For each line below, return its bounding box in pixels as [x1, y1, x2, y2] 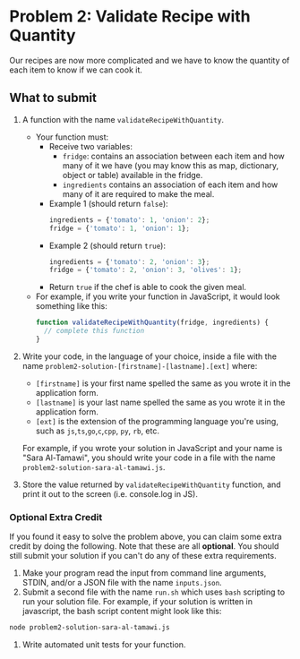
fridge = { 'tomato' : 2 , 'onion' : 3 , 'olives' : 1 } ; [48, 266, 243, 275]
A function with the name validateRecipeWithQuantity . [21, 114, 224, 124]
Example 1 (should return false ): [48, 198, 168, 209]
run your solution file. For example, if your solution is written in [21, 596, 253, 607]
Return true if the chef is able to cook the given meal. [48, 282, 247, 293]
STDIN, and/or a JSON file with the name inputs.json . [21, 578, 222, 588]
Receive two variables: [48, 141, 133, 151]
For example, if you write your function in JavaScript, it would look [35, 291, 280, 302]
